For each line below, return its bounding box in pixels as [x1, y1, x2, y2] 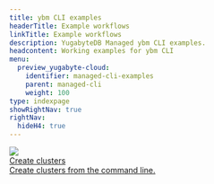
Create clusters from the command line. [9, 165, 156, 175]
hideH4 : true [17, 122, 66, 131]
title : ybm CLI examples [9, 13, 102, 22]
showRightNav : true [9, 105, 82, 114]
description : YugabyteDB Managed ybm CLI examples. [9, 38, 206, 48]
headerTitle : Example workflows [9, 22, 130, 31]
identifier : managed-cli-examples [25, 72, 154, 81]
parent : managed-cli [25, 80, 102, 89]
